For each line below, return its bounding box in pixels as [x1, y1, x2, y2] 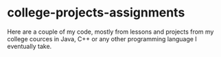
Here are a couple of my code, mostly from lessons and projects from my [7, 27, 214, 36]
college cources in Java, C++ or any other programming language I [7, 34, 197, 43]
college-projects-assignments [7, 5, 185, 21]
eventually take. [7, 42, 52, 50]
